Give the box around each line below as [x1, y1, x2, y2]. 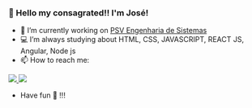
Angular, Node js [19, 46, 76, 56]
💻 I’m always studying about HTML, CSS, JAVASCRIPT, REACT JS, [19, 35, 245, 44]
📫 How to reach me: [19, 56, 90, 65]
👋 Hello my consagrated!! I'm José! [8, 7, 149, 19]
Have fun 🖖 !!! [19, 90, 66, 100]
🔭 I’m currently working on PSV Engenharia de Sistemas [19, 26, 207, 35]
